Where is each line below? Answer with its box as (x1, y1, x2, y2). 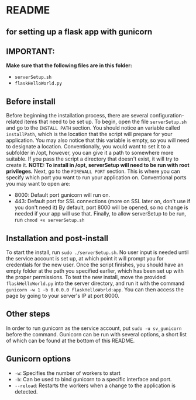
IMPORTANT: (6, 46, 56, 56)
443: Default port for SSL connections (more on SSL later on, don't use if (14, 198, 191, 205)
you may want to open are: (6, 180, 71, 187)
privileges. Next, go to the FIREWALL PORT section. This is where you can (6, 168, 180, 175)
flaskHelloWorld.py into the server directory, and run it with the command (6, 280, 185, 287)
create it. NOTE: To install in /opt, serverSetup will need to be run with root (6, 162, 190, 169)
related (6, 118, 23, 126)
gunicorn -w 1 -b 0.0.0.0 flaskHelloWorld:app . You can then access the (6, 286, 184, 293)
